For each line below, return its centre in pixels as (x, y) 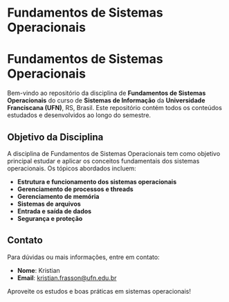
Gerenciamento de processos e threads (75, 189)
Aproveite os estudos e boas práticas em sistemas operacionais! (99, 291)
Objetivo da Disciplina (55, 137)
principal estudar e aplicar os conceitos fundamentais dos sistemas (103, 161)
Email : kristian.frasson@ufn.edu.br (67, 278)
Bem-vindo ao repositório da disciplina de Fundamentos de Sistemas (107, 93)
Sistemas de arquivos (49, 204)
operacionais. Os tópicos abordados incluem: (72, 168)
